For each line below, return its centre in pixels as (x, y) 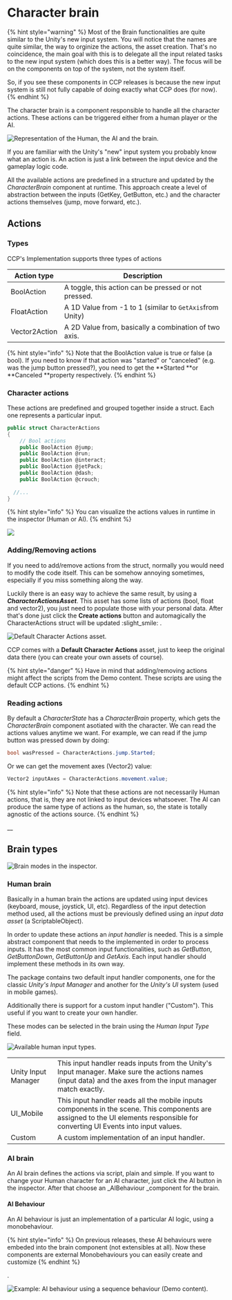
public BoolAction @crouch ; (60, 479)
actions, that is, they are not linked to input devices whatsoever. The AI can (114, 799)
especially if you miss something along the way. (75, 580)
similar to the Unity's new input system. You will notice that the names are (112, 39)
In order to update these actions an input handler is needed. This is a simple (115, 934)
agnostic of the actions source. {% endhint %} (73, 814)
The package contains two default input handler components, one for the (111, 977)
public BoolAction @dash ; (57, 473)
